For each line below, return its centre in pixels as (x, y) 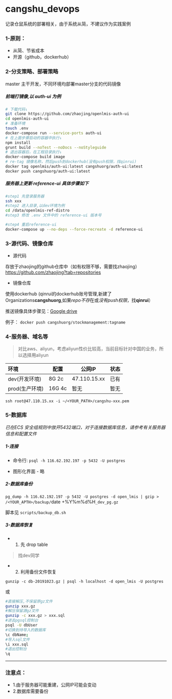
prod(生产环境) (26, 389)
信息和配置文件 (21, 433)
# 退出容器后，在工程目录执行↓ (34, 152)
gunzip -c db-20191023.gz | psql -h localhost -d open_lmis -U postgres (84, 581)
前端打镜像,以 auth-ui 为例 (33, 97)
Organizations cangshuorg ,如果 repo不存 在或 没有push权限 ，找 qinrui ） (79, 300)
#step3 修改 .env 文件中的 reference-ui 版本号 (53, 215)
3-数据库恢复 (19, 525)
